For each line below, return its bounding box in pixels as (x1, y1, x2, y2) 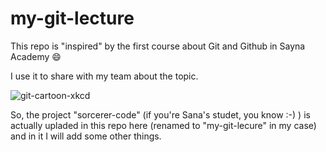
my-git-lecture (10, 7, 135, 30)
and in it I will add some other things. (10, 130, 162, 142)
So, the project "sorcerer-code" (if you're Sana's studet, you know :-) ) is (10, 108, 311, 121)
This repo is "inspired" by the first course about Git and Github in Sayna (10, 40, 306, 52)
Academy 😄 (10, 50, 62, 62)
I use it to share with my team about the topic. (10, 70, 199, 82)
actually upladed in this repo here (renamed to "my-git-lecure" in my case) (10, 119, 317, 131)
